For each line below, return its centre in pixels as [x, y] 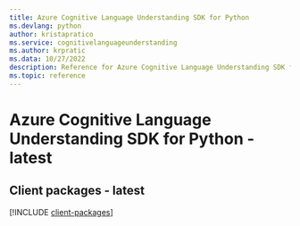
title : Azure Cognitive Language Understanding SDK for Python [129, 17]
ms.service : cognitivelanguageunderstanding [93, 42]
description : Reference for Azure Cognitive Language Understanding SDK [147, 68]
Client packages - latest [77, 191]
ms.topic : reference [48, 76]
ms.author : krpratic [48, 51]
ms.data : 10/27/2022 [48, 59]
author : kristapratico [51, 34]
